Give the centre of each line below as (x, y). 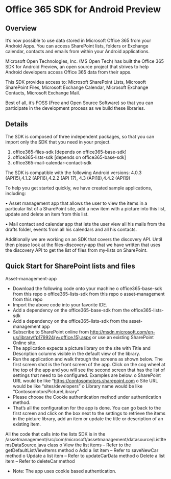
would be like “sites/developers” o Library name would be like (78, 386)
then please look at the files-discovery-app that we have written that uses (83, 245)
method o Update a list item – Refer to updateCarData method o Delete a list (85, 456)
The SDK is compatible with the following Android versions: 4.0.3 (74, 173)
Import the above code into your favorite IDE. (60, 304)
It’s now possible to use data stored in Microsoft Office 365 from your (78, 40)
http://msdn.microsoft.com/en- (123, 332)
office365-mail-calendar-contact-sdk (52, 162)
